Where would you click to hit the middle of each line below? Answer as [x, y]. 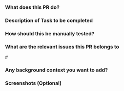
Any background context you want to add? [57, 70]
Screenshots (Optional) [33, 83]
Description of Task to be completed [49, 20]
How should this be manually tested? [50, 33]
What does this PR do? [32, 7]
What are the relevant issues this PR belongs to [62, 46]
